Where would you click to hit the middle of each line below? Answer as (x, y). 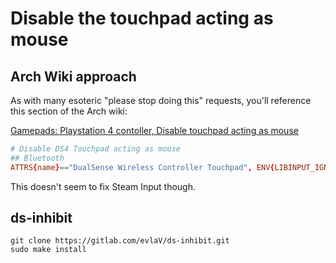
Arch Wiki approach (73, 76)
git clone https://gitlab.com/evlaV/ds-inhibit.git (120, 241)
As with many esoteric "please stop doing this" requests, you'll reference (161, 100)
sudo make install (48, 250)
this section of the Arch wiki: (69, 111)
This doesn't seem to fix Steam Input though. (103, 186)
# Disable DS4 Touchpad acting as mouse (96, 149)
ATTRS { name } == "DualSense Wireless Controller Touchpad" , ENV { (142, 167)
